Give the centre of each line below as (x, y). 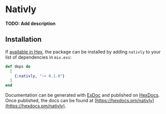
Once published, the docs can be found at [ (51, 101)
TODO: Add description (31, 23)
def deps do (18, 66)
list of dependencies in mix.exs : (38, 57)
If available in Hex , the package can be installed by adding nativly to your (83, 51)
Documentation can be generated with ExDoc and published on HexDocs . (82, 95)
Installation (23, 39)
